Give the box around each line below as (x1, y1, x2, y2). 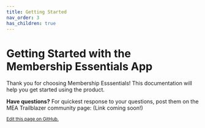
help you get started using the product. (6, 86, 105, 93)
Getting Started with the (6, 46, 132, 60)
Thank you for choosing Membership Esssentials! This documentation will (6, 80, 193, 87)
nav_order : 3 (6, 15, 40, 21)
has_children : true (6, 20, 56, 26)
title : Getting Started (6, 9, 67, 15)
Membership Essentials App (6, 59, 153, 73)
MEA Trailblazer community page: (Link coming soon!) (6, 104, 144, 112)
